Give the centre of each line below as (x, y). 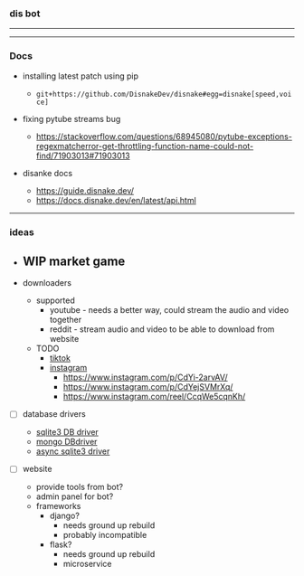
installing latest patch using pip (80, 76)
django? (64, 516)
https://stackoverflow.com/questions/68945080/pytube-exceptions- (164, 136)
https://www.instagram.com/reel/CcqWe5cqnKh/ (154, 397)
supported (55, 300)
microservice (87, 564)
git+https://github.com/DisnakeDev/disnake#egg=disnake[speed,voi (164, 94)
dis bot (25, 14)
